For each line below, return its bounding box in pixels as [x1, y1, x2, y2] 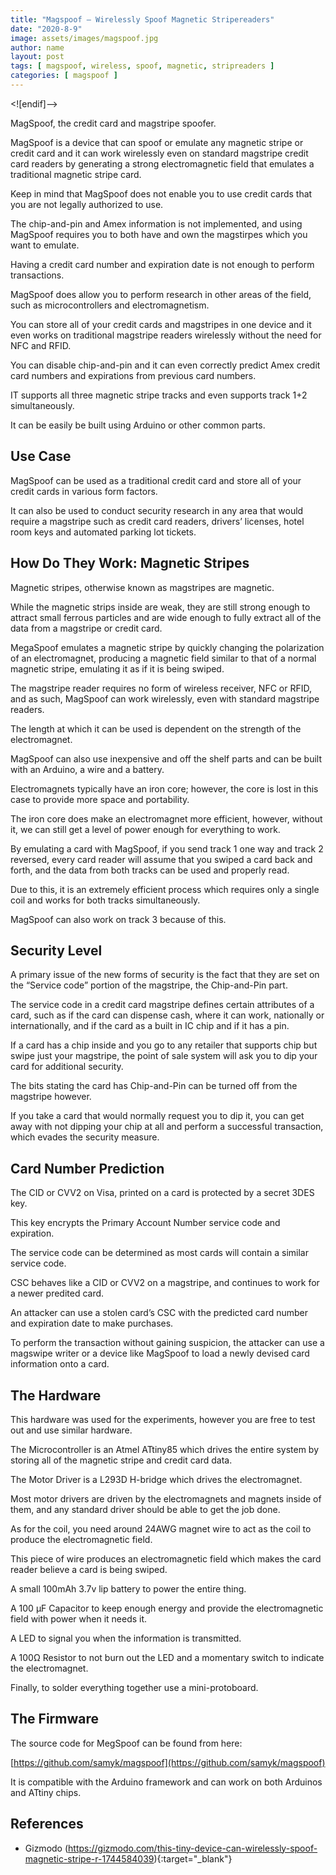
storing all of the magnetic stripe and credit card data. [10, 1454, 233, 1466]
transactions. [10, 269, 65, 281]
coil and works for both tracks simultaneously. [10, 894, 201, 906]
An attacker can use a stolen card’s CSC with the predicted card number [10, 1307, 309, 1319]
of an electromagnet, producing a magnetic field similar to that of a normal [10, 652, 317, 664]
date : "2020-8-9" [10, 24, 83, 34]
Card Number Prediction [10, 1160, 165, 1177]
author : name [10, 42, 65, 53]
